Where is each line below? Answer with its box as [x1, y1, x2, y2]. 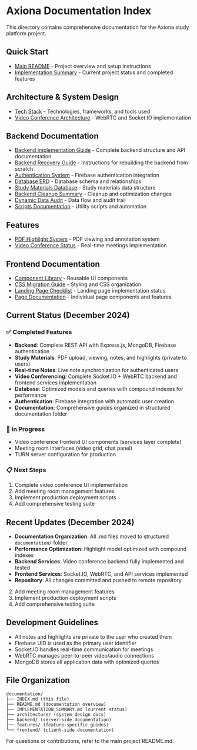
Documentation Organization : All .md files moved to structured [14, 533, 169, 540]
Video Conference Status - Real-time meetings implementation [14, 242, 167, 249]
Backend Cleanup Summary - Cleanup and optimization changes [14, 190, 172, 198]
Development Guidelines [6, 618, 99, 628]
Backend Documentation [6, 131, 99, 141]
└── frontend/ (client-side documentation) [6, 727, 115, 733]
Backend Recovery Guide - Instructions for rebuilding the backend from [14, 159, 188, 166]
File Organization [6, 675, 71, 685]
